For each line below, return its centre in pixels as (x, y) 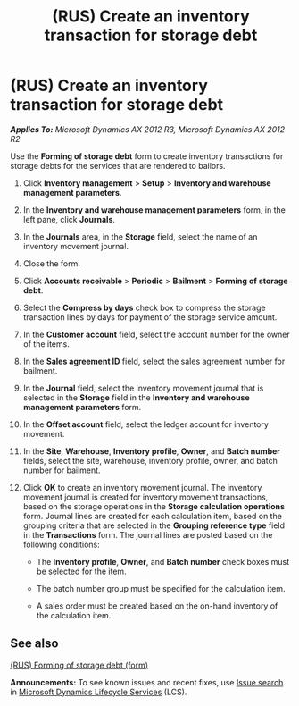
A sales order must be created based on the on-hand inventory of (157, 606)
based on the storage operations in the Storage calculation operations (154, 506)
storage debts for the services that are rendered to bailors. (118, 165)
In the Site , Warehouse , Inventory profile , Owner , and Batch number (151, 451)
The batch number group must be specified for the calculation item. (161, 588)
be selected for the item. (82, 571)
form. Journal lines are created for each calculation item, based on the (152, 516)
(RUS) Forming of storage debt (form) (79, 665)
